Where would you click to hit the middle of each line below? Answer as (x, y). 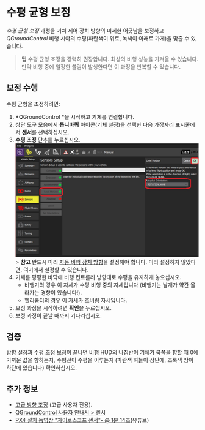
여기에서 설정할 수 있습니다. (56, 270)
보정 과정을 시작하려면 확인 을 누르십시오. (63, 307)
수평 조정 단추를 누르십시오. (48, 140)
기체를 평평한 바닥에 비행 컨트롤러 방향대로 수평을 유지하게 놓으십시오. (98, 277)
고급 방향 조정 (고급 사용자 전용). (54, 405)
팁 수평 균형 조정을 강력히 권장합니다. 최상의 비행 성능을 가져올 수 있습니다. (110, 59)
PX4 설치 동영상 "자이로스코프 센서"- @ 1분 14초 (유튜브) (82, 420)
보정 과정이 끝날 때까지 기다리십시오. (58, 315)
